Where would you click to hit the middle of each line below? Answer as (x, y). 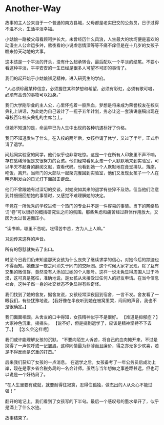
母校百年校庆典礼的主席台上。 (35, 117)
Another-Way (33, 9)
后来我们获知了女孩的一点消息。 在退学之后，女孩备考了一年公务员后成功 (78, 362)
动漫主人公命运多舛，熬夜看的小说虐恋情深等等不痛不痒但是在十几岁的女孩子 (82, 45)
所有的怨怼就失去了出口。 (31, 249)
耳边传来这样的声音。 (26, 239)
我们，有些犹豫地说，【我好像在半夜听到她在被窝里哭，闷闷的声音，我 (79, 300)
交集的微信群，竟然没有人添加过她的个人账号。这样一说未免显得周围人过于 (80, 272)
